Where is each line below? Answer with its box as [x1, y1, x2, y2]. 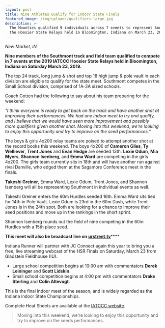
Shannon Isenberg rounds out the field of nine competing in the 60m [5, 219, 144, 224]
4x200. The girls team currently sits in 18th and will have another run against [5, 159, 160, 164]
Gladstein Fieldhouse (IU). [5, 253, 58, 259]
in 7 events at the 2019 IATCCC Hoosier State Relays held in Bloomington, [5, 58, 158, 64]
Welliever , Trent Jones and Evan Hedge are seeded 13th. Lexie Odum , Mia [5, 148, 158, 154]
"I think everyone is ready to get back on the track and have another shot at [5, 108, 160, 113]
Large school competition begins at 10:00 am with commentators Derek [12, 263, 158, 269]
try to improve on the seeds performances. [17, 318, 104, 323]
